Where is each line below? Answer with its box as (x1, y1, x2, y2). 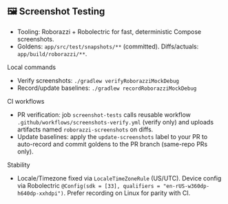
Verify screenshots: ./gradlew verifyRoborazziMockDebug (17, 76, 179, 84)
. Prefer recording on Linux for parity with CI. (63, 189, 191, 197)
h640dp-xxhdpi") (17, 189, 64, 197)
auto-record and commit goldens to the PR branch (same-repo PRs (17, 140, 208, 148)
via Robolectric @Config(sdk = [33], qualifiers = (17, 181, 160, 189)
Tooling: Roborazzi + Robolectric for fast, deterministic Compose (17, 27, 202, 36)
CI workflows (7, 97, 45, 105)
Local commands (7, 63, 56, 71)
